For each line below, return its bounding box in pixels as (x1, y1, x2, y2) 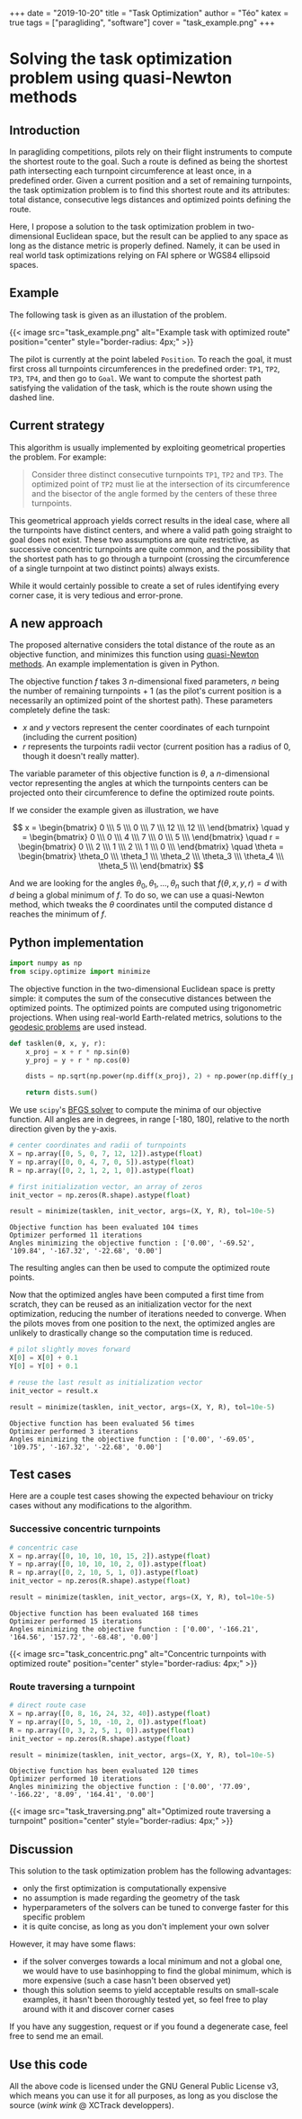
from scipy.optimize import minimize (9, 967, 151, 976)
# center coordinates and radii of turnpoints (9, 1141, 187, 1150)
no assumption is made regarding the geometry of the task (22, 1892, 241, 1903)
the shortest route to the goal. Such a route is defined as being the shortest (9, 156, 289, 166)
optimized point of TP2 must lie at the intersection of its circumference (31, 478, 290, 489)
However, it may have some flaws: (9, 1938, 137, 1950)
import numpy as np (9, 959, 83, 968)
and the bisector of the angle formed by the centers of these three (31, 487, 278, 498)
